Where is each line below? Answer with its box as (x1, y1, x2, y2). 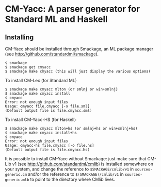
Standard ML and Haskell (5, 14, 108, 25)
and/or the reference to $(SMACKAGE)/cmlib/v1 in (28, 171, 124, 177)
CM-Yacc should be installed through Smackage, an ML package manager (5, 46, 154, 51)
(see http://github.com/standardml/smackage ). (5, 51, 99, 57)
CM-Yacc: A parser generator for (5, 3, 140, 15)
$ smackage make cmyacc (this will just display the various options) (5, 69, 151, 74)
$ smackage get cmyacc (5, 65, 51, 69)
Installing (5, 33, 34, 41)
